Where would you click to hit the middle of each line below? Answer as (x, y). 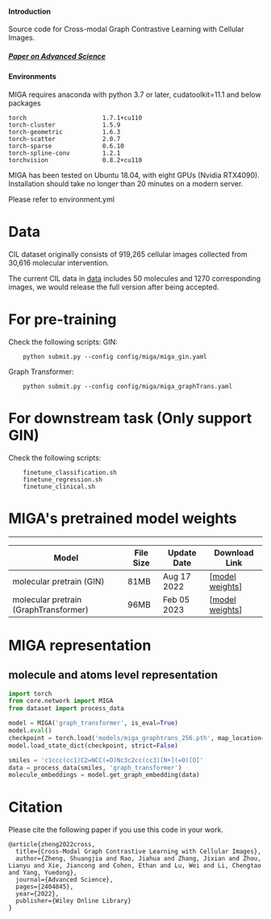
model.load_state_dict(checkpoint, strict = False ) (94, 746)
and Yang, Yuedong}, (43, 873)
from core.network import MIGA (61, 701)
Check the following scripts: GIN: (63, 342)
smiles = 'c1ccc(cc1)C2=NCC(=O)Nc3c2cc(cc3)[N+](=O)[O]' (106, 760)
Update (182, 552)
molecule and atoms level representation (113, 675)
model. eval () (30, 731)
